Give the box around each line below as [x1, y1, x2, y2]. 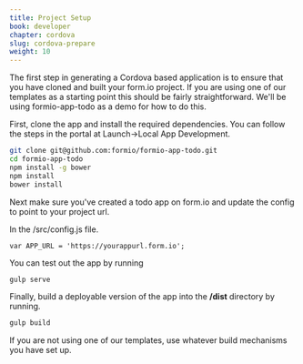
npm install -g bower [9, 163, 92, 172]
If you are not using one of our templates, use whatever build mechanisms [9, 335, 288, 346]
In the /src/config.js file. [9, 224, 99, 235]
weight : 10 [9, 47, 51, 56]
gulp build [9, 318, 51, 328]
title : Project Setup [9, 13, 92, 23]
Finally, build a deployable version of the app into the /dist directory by [9, 291, 276, 302]
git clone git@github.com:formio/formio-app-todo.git [9, 147, 218, 156]
